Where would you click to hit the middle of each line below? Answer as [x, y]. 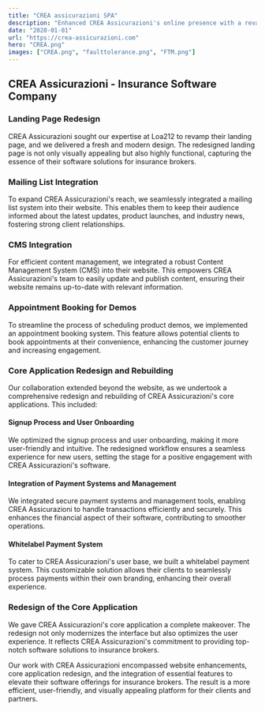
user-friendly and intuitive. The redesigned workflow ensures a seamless [127, 449]
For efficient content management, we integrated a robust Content [116, 262]
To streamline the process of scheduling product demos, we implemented [128, 325]
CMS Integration [40, 244]
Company [33, 97]
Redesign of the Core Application [73, 608]
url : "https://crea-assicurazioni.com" [74, 38]
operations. [27, 526]
